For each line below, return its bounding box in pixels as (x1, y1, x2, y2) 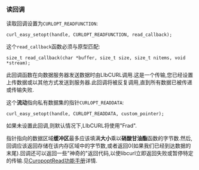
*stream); (6, 60, 31, 66)
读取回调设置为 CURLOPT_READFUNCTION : (6, 20, 99, 27)
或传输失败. (6, 86, 35, 94)
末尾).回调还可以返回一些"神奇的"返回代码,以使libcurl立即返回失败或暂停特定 (6, 150, 194, 157)
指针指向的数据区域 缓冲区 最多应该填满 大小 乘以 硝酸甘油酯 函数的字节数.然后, (6, 135, 193, 142)
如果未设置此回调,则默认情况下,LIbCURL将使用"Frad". (6, 122, 137, 129)
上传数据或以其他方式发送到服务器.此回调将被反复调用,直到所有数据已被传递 (6, 79, 193, 86)
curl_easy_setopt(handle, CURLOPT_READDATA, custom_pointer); (6, 111, 164, 117)
